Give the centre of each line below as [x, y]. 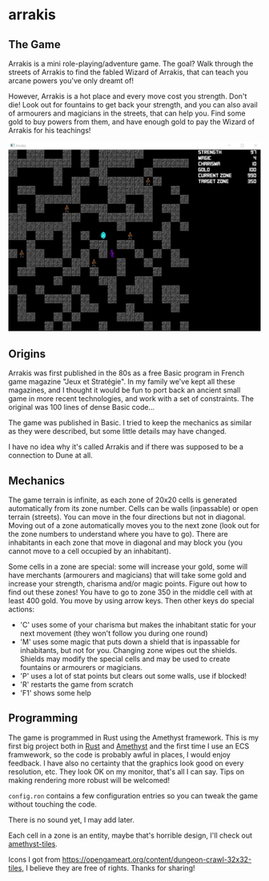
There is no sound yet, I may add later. [71, 819]
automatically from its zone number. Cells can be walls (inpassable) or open [133, 508]
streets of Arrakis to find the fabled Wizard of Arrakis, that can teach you [128, 72]
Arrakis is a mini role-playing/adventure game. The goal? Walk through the [131, 63]
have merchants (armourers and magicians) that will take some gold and [127, 574]
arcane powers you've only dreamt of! [71, 81]
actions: [21, 609]
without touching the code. [53, 804]
